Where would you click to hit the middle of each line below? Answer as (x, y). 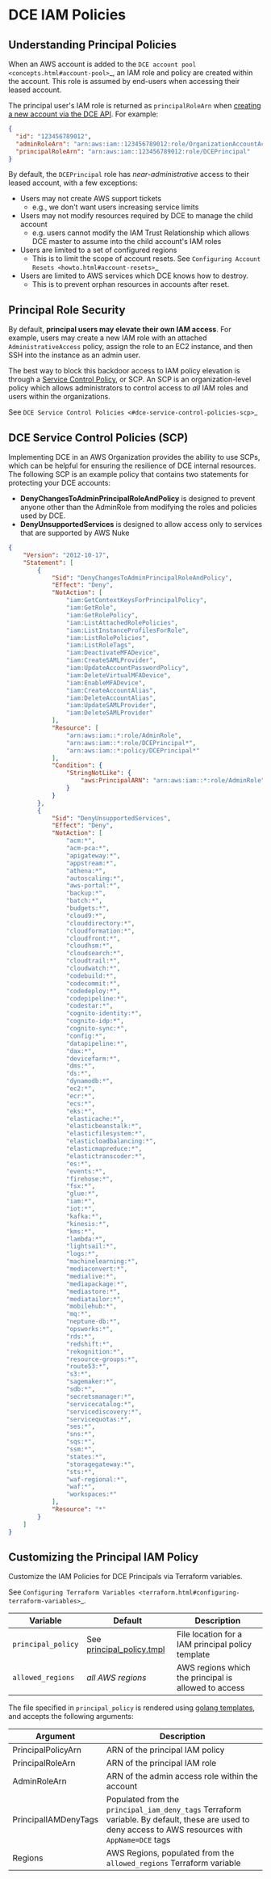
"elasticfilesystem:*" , (106, 1134)
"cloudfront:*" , (93, 938)
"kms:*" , (80, 1231)
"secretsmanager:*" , (100, 1397)
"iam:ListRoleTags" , (100, 645)
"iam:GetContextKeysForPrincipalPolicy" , (136, 600)
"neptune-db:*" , (93, 1322)
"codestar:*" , (90, 1006)
